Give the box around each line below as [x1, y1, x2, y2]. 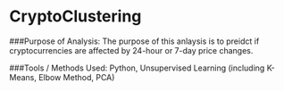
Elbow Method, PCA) [38, 71, 115, 82]
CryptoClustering [9, 6, 142, 27]
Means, [9, 71, 38, 82]
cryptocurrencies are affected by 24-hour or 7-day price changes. [9, 45, 254, 55]
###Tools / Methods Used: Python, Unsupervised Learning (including [9, 62, 265, 73]
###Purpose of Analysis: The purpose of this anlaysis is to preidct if [9, 36, 260, 46]
